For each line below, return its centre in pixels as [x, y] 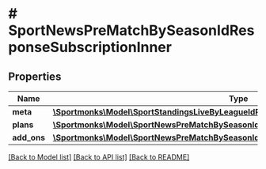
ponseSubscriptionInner [90, 47]
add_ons [29, 137]
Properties [35, 76]
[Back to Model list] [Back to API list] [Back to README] [99, 157]
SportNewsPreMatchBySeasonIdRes [131, 30]
